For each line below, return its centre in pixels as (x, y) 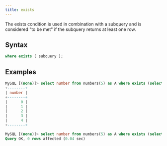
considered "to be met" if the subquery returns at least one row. (71, 29)
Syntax (16, 45)
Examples (21, 72)
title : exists (20, 10)
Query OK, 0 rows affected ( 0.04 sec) (45, 139)
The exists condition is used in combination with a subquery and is (73, 24)
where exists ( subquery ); (34, 56)
